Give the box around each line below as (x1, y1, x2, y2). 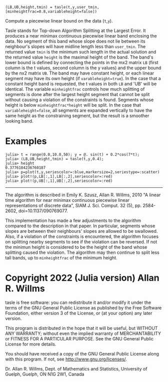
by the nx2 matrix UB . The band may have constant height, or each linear (5, 70, 154, 76)
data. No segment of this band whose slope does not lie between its (5, 38, 146, 44)
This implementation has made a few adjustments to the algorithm (5, 217, 141, 223)
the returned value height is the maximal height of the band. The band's (5, 54, 153, 60)
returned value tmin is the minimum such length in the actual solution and (5, 49, 156, 55)
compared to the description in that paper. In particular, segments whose (5, 223, 155, 229)
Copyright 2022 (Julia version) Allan (5, 272, 160, 284)
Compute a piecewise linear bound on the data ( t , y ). (5, 18, 113, 24)
